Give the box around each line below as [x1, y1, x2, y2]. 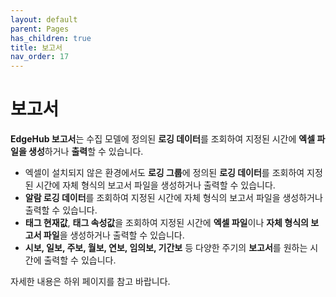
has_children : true [10, 33, 92, 43]
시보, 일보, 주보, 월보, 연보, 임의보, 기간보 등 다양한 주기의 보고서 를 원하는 [24, 242, 308, 254]
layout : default [10, 14, 78, 25]
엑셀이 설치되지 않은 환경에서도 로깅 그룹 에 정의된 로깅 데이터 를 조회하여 [24, 167, 305, 179]
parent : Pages [10, 24, 70, 34]
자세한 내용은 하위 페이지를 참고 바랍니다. [10, 276, 171, 288]
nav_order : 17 [10, 52, 70, 62]
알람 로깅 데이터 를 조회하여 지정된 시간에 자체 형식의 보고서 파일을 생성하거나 [24, 192, 323, 204]
